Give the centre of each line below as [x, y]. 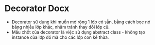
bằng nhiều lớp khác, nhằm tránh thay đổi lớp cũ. [60, 27]
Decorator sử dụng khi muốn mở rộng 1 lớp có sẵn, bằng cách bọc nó [81, 22]
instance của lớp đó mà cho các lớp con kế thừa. [60, 37]
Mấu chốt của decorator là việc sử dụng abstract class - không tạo [78, 32]
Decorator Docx [37, 8]
